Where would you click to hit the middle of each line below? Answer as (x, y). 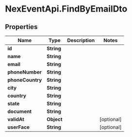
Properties (21, 27)
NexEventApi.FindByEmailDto (66, 9)
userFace (19, 127)
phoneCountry (25, 80)
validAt (16, 119)
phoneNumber (25, 72)
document (20, 111)
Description (81, 40)
